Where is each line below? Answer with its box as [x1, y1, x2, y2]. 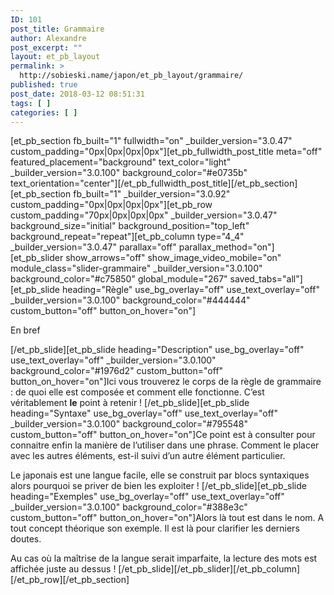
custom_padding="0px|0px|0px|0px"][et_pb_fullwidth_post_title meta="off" [10, 146, 323, 158]
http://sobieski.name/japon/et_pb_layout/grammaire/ [19, 71, 244, 81]
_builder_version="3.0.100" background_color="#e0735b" [10, 167, 248, 179]
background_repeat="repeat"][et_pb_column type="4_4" [10, 231, 245, 243]
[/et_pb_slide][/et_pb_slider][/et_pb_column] [118, 563, 301, 575]
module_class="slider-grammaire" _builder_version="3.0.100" [10, 262, 263, 275]
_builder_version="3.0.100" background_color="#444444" [10, 294, 251, 306]
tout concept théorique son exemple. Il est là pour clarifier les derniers [10, 522, 300, 535]
